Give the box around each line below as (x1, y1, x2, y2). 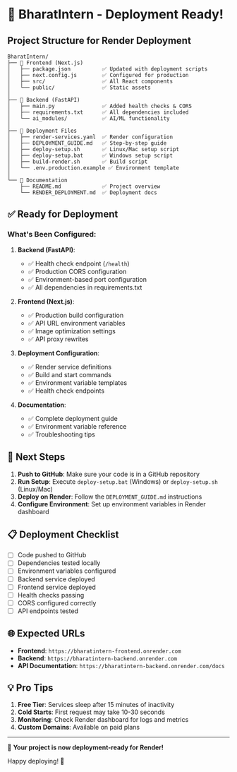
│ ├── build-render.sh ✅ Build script (7, 158, 148, 165)
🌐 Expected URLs (7, 628, 85, 640)
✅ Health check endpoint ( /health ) (28, 259, 130, 268)
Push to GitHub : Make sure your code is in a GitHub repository (17, 470, 200, 478)
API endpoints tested (17, 607, 79, 615)
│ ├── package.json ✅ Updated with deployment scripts (7, 66, 208, 73)
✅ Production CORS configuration (28, 267, 127, 275)
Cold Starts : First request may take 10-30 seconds (17, 708, 166, 716)
